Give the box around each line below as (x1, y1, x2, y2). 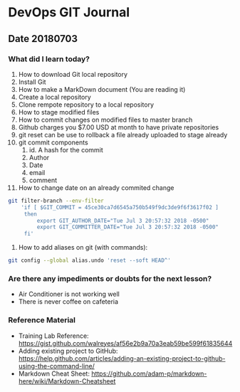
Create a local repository (18, 92, 91, 101)
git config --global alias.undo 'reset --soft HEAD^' (8, 257, 172, 264)
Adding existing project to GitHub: (18, 346, 118, 355)
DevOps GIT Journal (8, 4, 130, 21)
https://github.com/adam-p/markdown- (90, 369, 207, 378)
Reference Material (8, 315, 76, 325)
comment (28, 176, 58, 184)
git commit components (18, 138, 88, 147)
